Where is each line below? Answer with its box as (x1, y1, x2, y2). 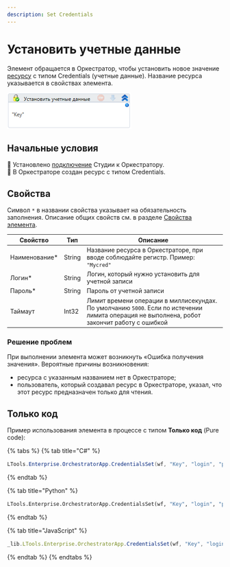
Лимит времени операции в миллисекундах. (86, 296, 218, 305)
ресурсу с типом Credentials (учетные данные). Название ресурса (7, 71, 203, 80)
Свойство (19, 235, 49, 244)
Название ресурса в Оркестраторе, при (86, 246, 203, 254)
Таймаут (10, 308, 36, 316)
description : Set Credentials (7, 11, 94, 18)
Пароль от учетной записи (86, 287, 164, 295)
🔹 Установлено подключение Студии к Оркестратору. (7, 161, 165, 169)
